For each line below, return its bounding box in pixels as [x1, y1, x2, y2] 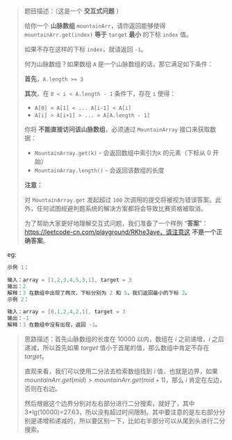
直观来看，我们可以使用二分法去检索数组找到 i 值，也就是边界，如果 [24, 367, 219, 375]
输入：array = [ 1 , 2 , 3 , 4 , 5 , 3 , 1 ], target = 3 [7, 276, 132, 283]
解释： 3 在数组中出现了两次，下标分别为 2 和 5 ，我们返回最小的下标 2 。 [7, 289, 191, 297]
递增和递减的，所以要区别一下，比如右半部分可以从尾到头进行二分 [36, 417, 226, 425]
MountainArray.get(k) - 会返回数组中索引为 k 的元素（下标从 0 [34, 149, 211, 157]
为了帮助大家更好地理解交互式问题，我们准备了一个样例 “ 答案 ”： [24, 219, 208, 227]
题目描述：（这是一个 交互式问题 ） [24, 7, 123, 15]
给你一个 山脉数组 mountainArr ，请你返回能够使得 [24, 22, 166, 30]
